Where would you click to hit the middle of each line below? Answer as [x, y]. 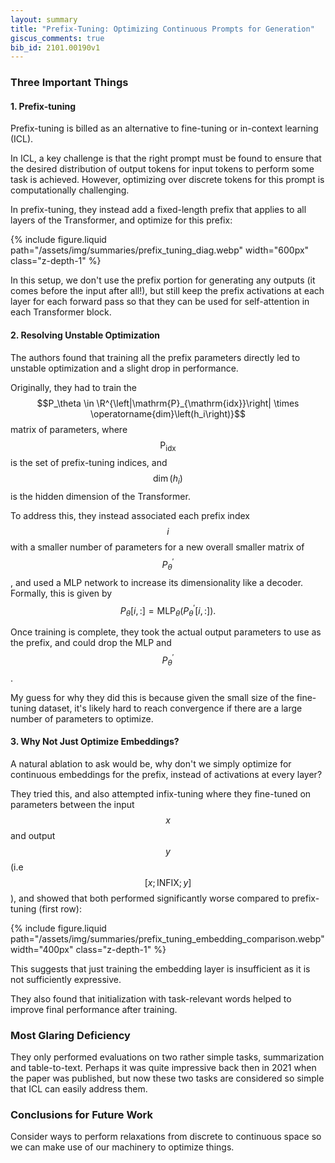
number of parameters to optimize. [82, 718]
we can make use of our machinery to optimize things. [122, 1147]
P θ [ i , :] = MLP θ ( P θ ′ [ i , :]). [168, 610]
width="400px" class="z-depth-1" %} [88, 949]
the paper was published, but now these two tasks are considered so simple [167, 1078]
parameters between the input [72, 804]
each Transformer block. [61, 312]
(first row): [60, 908]
